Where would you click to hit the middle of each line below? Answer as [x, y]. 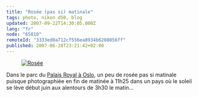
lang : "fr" [20, 29]
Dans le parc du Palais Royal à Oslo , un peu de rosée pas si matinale [91, 75]
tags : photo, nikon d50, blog [45, 18]
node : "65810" [24, 35]
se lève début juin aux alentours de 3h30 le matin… [70, 87]
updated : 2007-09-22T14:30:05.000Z [51, 23]
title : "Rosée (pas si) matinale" [50, 12]
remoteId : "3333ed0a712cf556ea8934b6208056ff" [66, 40]
